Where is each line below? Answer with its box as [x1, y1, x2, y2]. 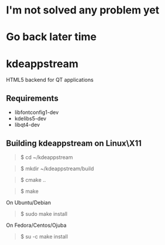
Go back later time [6, 30, 97, 44]
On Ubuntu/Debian [6, 199, 51, 206]
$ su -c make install [20, 233, 68, 240]
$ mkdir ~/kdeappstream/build [20, 165, 94, 172]
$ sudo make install [20, 210, 68, 217]
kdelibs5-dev [14, 115, 47, 122]
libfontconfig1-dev [14, 109, 59, 116]
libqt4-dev [14, 121, 40, 129]
